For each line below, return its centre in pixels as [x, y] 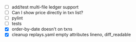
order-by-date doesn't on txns [42, 29]
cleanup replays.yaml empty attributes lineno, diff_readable [71, 35]
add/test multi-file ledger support [45, 7]
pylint [17, 18]
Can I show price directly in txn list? [47, 13]
